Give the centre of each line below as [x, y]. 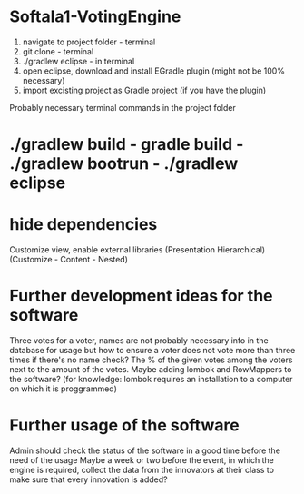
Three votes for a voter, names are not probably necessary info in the [139, 341]
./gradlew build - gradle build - [127, 145]
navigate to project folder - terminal [89, 42]
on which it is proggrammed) [64, 389]
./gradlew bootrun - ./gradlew [124, 164]
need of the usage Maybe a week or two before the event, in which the [142, 459]
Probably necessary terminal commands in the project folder [123, 107]
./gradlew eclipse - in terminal [78, 61]
